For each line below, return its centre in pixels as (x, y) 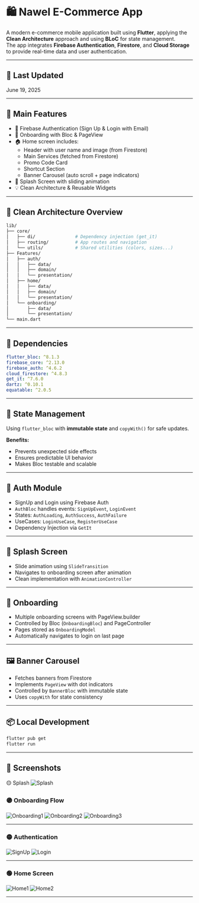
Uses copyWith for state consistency (59, 697)
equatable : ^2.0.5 (29, 390)
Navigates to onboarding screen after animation (73, 572)
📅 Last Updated (35, 76)
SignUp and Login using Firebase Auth (62, 502)
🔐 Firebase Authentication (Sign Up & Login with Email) (82, 128)
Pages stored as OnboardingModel (55, 630)
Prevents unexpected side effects (56, 451)
